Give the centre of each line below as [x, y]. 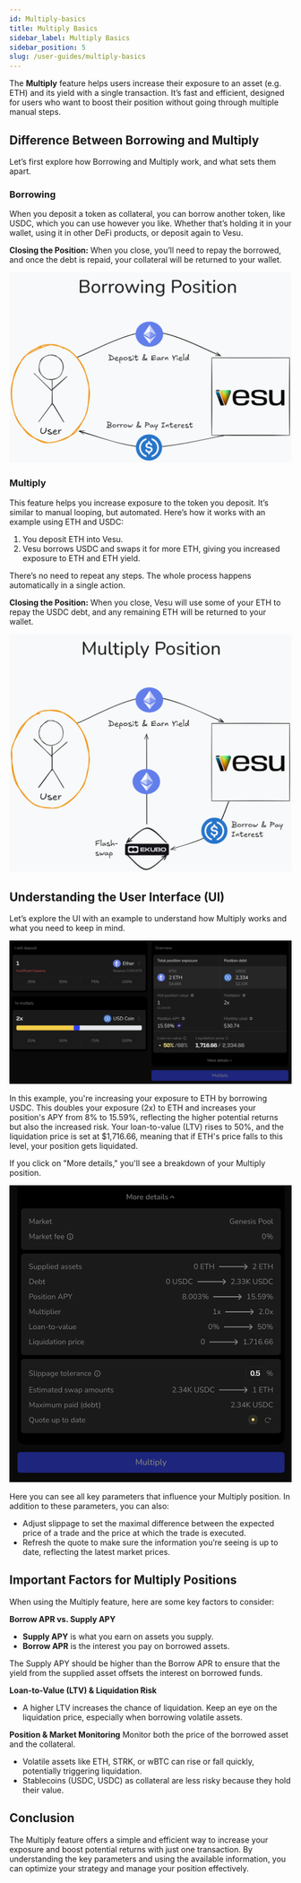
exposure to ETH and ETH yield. [81, 558]
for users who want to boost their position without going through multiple [144, 102]
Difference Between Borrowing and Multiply [134, 140]
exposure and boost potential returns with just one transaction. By [131, 1849]
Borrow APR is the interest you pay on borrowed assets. [126, 1645]
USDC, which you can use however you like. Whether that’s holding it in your [150, 223]
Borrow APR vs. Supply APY [63, 1619]
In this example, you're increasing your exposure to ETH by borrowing [138, 1098]
